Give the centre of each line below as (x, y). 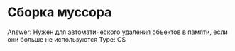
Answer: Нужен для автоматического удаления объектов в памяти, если (118, 32)
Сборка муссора (60, 12)
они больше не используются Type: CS (67, 39)
